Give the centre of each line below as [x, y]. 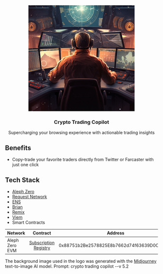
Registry [42, 248]
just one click [25, 165]
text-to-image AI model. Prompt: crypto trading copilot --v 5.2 [67, 266]
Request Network [29, 197]
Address [115, 233]
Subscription [42, 243]
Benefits [18, 148]
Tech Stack [22, 180]
